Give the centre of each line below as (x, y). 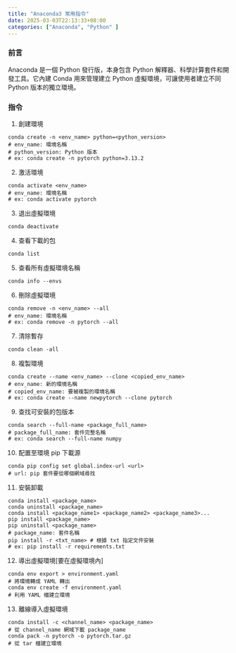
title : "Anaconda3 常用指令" (49, 14)
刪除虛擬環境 (37, 295)
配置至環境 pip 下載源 (49, 452)
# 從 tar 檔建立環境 (35, 643)
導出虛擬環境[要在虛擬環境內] (61, 560)
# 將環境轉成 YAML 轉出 (39, 581)
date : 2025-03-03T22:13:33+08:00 (57, 20)
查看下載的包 (37, 240)
